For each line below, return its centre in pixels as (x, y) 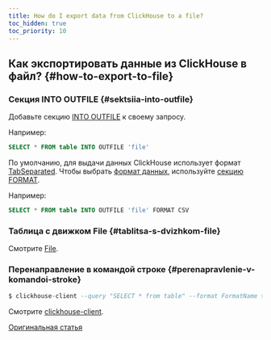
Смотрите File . (33, 249)
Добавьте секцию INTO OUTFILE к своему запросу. (97, 117)
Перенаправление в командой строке (88, 270)
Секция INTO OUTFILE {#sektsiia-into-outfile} (101, 99)
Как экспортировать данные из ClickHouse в (128, 63)
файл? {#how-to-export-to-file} (91, 76)
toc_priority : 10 (38, 31)
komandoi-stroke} (45, 279)
